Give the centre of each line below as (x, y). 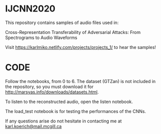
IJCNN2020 (30, 9)
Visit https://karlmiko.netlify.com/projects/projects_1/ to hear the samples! (80, 47)
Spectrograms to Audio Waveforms (41, 37)
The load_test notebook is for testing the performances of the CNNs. (76, 111)
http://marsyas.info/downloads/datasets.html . (52, 92)
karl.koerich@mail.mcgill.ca (33, 126)
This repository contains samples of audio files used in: (62, 22)
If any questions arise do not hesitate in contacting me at (64, 121)
